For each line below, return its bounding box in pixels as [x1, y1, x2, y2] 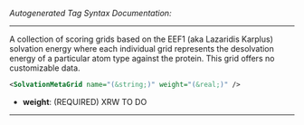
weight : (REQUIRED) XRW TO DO [22, 96, 147, 107]
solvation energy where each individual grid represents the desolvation [9, 43, 274, 53]
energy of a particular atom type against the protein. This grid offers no [9, 53, 275, 63]
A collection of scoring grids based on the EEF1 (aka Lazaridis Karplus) [9, 34, 273, 44]
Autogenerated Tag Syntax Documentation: [9, 8, 172, 18]
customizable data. [9, 62, 81, 73]
